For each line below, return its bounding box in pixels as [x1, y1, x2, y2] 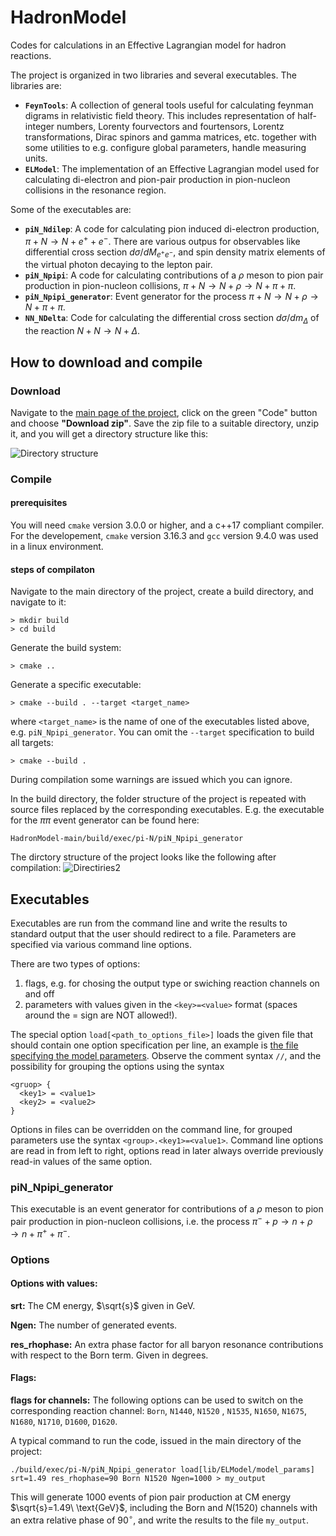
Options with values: [10, 1277, 98, 1290]
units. [24, 152, 48, 164]
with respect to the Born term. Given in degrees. [10, 1349, 209, 1361]
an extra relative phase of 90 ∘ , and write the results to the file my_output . [10, 1512, 310, 1526]
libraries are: [10, 79, 62, 91]
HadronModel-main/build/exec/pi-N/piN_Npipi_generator [10, 834, 244, 844]
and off [24, 988, 55, 1000]
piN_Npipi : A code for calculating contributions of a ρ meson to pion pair [24, 269, 324, 281]
